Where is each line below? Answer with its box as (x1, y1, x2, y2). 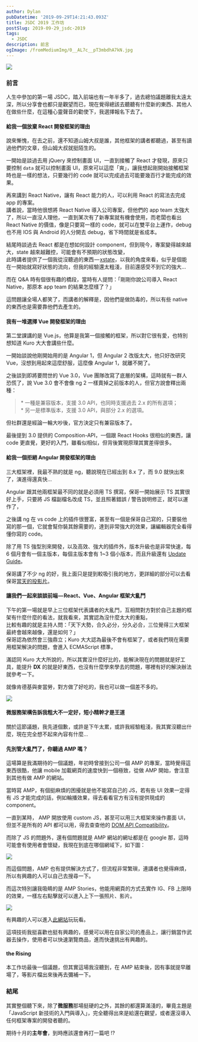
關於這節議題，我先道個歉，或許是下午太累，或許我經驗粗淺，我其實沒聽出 (6, 723, 187, 731)
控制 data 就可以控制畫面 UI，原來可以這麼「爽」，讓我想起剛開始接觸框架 (11, 164, 189, 171)
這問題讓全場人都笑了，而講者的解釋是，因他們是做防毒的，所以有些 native (6, 296, 187, 303)
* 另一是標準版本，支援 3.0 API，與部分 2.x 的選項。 (20, 407, 147, 414)
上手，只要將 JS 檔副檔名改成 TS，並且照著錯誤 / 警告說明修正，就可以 (11, 495, 183, 502)
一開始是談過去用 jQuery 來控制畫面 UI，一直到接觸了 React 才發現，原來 (6, 157, 183, 164)
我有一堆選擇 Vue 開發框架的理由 (6, 317, 87, 325)
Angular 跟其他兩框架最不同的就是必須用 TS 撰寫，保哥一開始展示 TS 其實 (6, 488, 186, 495)
